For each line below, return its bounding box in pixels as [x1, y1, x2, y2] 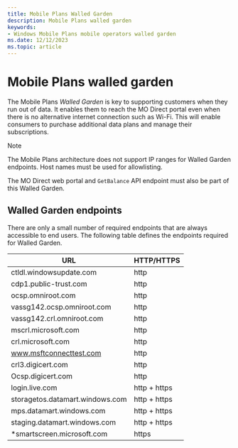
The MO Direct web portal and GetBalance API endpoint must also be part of [7, 176, 229, 185]
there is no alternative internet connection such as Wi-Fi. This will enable [7, 112, 221, 121]
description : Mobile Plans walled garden [7, 17, 132, 24]
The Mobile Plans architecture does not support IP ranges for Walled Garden [7, 155, 231, 163]
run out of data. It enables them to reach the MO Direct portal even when [7, 104, 220, 114]
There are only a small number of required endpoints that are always [7, 223, 208, 231]
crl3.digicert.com [11, 359, 69, 369]
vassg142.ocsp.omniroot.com [11, 302, 112, 312]
